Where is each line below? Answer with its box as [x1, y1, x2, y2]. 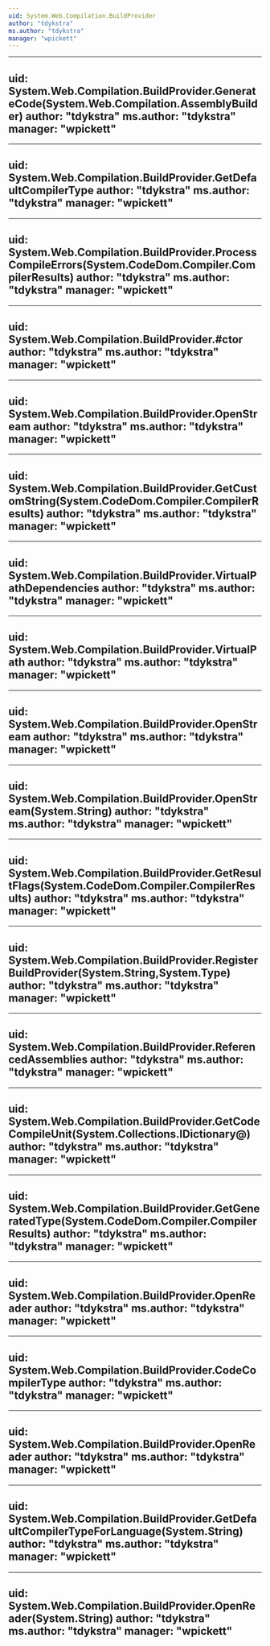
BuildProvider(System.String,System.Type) [8, 966, 231, 980]
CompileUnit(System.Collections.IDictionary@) [8, 1127, 252, 1141]
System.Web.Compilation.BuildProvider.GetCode [8, 1115, 260, 1129]
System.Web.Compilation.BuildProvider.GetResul [8, 866, 262, 880]
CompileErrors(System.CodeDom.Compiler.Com [8, 259, 256, 272]
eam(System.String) [8, 804, 112, 818]
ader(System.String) [8, 1612, 114, 1626]
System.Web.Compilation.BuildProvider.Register [8, 953, 259, 967]
